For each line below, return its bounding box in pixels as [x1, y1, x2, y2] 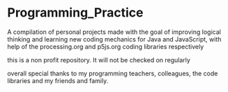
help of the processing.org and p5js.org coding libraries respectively [7, 42, 204, 50]
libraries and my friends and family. [7, 76, 109, 84]
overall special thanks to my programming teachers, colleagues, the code [7, 69, 218, 77]
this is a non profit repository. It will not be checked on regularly [7, 55, 190, 64]
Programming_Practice [7, 5, 144, 21]
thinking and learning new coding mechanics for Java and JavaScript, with [7, 35, 222, 43]
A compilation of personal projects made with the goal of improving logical [7, 28, 221, 36]
